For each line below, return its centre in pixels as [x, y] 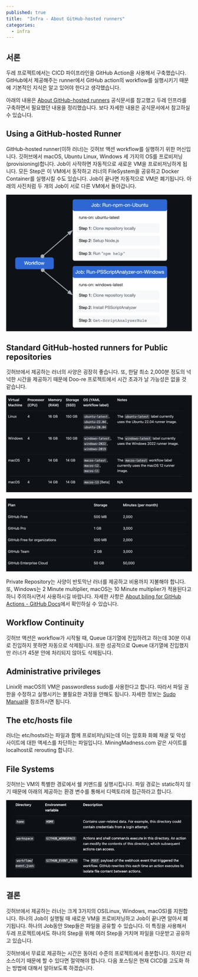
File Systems [30, 769]
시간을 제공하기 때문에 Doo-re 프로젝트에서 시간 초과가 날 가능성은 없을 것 [102, 380]
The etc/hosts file [39, 720]
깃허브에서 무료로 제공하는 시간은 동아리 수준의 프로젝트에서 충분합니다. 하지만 [96, 953]
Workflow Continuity [45, 623]
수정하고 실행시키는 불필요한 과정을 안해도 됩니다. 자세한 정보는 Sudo [96, 694]
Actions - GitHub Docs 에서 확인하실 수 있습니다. [62, 604]
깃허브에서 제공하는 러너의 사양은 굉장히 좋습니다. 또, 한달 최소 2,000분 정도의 [96, 372]
